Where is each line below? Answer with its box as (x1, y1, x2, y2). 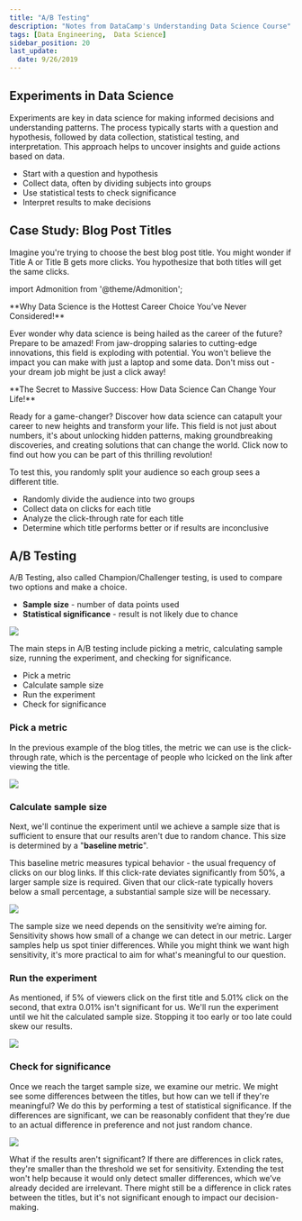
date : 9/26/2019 (17, 55, 78, 64)
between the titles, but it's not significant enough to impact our (9, 1191, 243, 1203)
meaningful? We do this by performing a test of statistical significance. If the (9, 1100, 292, 1111)
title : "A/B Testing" (9, 13, 91, 23)
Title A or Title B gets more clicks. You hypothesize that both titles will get (9, 256, 282, 267)
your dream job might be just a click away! (9, 366, 166, 377)
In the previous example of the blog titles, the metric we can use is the (9, 742, 270, 752)
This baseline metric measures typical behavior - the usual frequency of (9, 858, 277, 869)
